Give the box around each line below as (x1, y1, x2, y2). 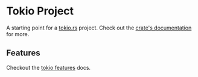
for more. (6, 30, 30, 37)
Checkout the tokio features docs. (6, 64, 91, 71)
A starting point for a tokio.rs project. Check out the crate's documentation (6, 24, 192, 31)
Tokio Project (6, 4, 74, 18)
